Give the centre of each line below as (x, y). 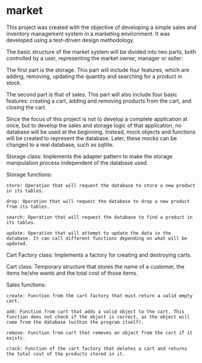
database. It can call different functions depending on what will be (97, 238)
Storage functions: (29, 174)
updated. (17, 243)
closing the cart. (27, 107)
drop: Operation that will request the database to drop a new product (98, 201)
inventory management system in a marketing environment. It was (88, 33)
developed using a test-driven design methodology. (70, 40)
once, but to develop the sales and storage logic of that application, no (94, 125)
